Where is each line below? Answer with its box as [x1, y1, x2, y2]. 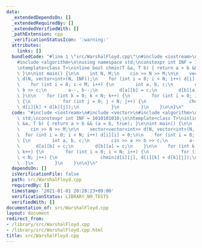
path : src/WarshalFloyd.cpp [11, 177, 82, 183]
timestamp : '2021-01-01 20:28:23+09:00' [11, 188, 114, 194]
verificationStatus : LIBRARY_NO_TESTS [11, 193, 109, 199]
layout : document [6, 210, 50, 217]
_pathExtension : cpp [11, 31, 63, 37]
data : [6, 8, 20, 15]
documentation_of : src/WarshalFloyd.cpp [6, 205, 109, 211]
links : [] [17, 48, 42, 54]
